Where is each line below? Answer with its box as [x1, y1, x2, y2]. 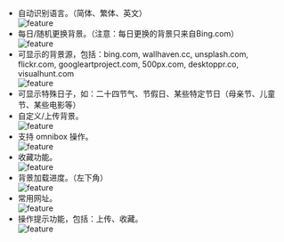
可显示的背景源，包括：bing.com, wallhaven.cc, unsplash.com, [17, 49, 249, 60]
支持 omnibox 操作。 [17, 132, 93, 141]
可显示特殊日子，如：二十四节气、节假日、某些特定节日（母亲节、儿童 [17, 88, 276, 99]
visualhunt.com [17, 69, 75, 78]
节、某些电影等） [17, 100, 81, 109]
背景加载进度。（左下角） [17, 173, 109, 182]
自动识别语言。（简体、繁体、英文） [17, 8, 147, 18]
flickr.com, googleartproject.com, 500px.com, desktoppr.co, [17, 59, 239, 69]
